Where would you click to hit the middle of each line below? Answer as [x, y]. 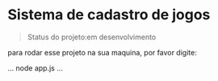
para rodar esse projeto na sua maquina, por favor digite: [102, 52]
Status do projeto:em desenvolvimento [92, 37]
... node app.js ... [36, 68]
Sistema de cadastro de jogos [109, 15]
